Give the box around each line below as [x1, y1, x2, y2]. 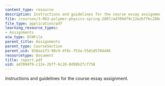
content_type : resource [5, 7, 54, 12]
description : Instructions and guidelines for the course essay [5, 12, 139, 17]
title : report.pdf [5, 57, 43, 62]
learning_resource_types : [5, 26, 58, 30]
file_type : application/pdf [5, 21, 63, 26]
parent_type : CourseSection [5, 44, 63, 49]
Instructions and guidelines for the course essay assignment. [5, 76, 129, 82]
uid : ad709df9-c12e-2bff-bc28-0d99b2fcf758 [5, 62, 96, 67]
